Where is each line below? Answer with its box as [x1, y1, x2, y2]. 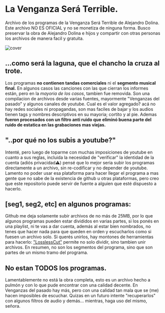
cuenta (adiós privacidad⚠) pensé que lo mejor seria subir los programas [5, 159, 155, 165]
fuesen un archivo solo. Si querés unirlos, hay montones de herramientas [5, 234, 154, 240]
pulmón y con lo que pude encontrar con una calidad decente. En [5, 282, 138, 288]
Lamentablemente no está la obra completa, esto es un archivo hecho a [5, 277, 151, 283]
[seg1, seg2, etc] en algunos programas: [5, 200, 132, 208]
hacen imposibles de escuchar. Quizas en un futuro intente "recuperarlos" [5, 293, 156, 299]
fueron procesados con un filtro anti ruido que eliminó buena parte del [5, 117, 152, 123]
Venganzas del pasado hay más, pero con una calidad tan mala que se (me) [5, 287, 159, 293]
